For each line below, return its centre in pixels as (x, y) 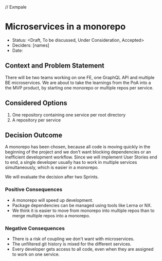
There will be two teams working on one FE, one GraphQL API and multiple (80, 77)
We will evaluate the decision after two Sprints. (52, 177)
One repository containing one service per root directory (69, 115)
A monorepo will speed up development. (53, 200)
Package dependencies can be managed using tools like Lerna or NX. (82, 205)
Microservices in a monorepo (65, 27)
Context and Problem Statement (55, 66)
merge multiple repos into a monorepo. (51, 215)
